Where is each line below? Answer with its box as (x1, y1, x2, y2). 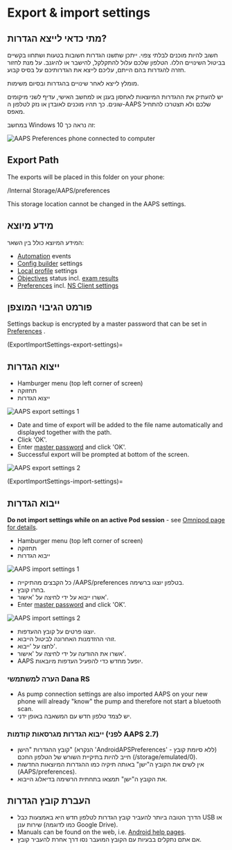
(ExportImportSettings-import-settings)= (7, 477, 123, 485)
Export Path (7, 154, 60, 166)
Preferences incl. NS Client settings (17, 281, 119, 290)
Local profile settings (17, 266, 78, 275)
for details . (7, 523, 38, 532)
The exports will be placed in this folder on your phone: (7, 172, 165, 181)
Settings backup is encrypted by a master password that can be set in (7, 319, 207, 328)
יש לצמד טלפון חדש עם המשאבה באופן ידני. (17, 712, 132, 720)
